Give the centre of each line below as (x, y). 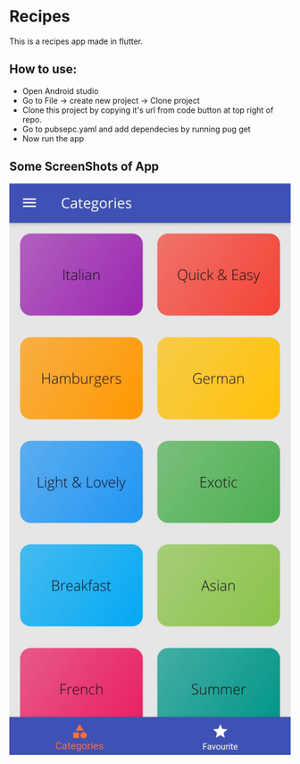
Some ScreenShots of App (84, 167)
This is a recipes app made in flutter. (76, 41)
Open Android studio (60, 90)
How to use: (43, 69)
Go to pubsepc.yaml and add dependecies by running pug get (137, 129)
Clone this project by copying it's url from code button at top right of (148, 110)
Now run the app (53, 138)
